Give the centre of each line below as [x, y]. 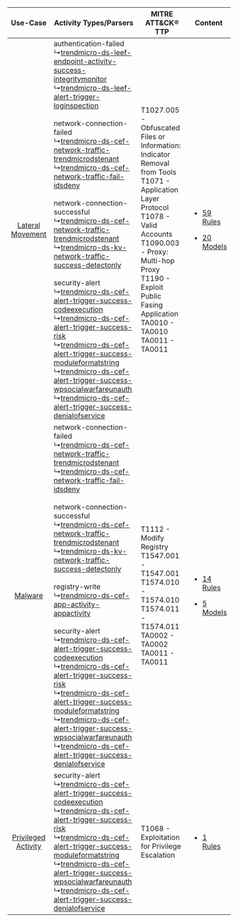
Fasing [152, 305]
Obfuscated [160, 128]
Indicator [155, 154]
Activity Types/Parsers [94, 23]
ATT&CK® [162, 23]
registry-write [77, 586]
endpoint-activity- [85, 61]
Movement [29, 234]
